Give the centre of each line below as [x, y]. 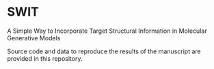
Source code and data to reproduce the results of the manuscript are [104, 51]
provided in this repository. [45, 58]
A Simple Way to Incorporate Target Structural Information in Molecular [107, 31]
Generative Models [34, 38]
